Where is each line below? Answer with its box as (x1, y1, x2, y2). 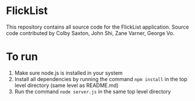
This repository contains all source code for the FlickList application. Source (6, 23, 189, 30)
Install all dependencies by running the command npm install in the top (14, 75, 188, 82)
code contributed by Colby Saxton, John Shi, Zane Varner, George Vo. (6, 29, 175, 36)
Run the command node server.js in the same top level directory (14, 88, 171, 95)
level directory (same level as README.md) (14, 82, 119, 89)
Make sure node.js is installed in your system (14, 69, 123, 76)
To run (6, 50, 38, 64)
